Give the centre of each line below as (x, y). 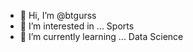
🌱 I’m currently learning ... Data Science (101, 36)
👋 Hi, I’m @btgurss (58, 15)
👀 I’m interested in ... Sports (77, 26)
